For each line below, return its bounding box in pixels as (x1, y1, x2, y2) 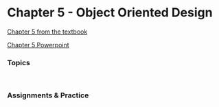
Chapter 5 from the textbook (7, 27, 88, 36)
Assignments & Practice (7, 91, 89, 100)
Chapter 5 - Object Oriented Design (7, 5, 213, 21)
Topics (7, 58, 31, 67)
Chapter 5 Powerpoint (7, 40, 70, 49)
